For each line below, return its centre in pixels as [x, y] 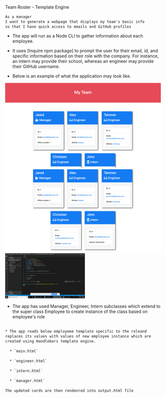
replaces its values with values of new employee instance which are [78, 336]
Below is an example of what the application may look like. [72, 76]
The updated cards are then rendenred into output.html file [69, 391]
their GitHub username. [36, 66]
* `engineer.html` [29, 361]
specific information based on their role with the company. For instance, [85, 56]
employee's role [29, 317]
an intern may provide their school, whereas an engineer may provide [83, 61]
